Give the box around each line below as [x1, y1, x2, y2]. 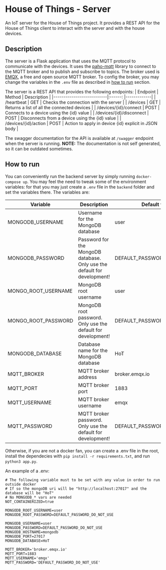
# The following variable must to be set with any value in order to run [5, 477, 161, 482]
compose [5, 180, 21, 185]
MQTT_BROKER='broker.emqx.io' [5, 547, 68, 552]
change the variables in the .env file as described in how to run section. [5, 79, 151, 85]
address [78, 374, 97, 380]
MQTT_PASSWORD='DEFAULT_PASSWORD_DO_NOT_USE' [5, 560, 100, 565]
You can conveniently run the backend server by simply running [5, 173, 135, 179]
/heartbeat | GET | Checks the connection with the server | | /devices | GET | [5, 99, 161, 105]
